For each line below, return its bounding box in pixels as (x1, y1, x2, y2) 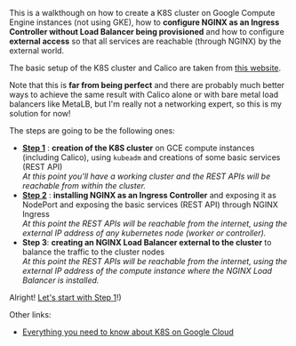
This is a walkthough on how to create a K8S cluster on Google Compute (9, 8, 276, 18)
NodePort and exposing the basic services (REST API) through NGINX (21, 199, 278, 210)
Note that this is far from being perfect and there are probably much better (9, 80, 285, 90)
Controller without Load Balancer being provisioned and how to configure (9, 27, 284, 36)
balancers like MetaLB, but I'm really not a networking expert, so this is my (9, 99, 283, 109)
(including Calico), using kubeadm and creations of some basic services (21, 152, 281, 163)
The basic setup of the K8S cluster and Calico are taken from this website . (9, 62, 282, 73)
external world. (9, 45, 65, 56)
